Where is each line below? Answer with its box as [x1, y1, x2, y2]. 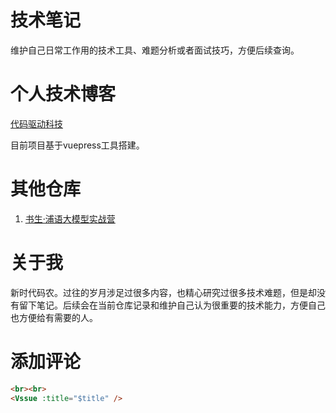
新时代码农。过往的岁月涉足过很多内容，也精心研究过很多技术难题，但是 [10, 286, 308, 298]
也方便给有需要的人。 [10, 311, 98, 323]
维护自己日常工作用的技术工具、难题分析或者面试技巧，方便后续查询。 [10, 44, 300, 56]
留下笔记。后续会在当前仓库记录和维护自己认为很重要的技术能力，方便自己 [18, 299, 326, 311]
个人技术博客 [10, 83, 117, 106]
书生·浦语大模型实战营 [24, 212, 116, 225]
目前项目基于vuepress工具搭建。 [10, 139, 145, 151]
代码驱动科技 [10, 117, 63, 130]
